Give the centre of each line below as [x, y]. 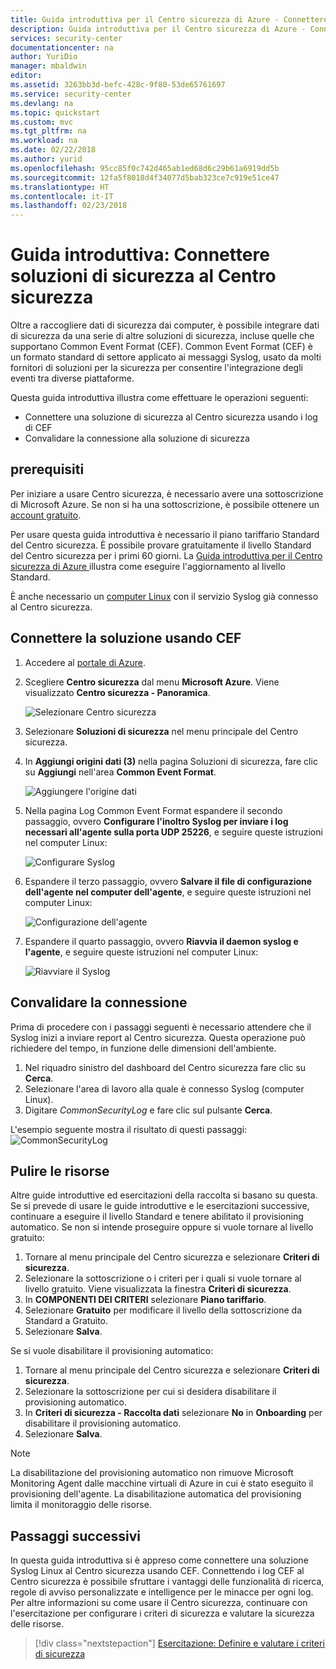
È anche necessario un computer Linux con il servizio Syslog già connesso [164, 596]
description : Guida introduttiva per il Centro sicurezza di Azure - [158, 29]
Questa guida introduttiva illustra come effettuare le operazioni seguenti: [159, 398]
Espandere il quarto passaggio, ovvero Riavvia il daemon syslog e [161, 941]
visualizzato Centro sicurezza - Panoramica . [117, 692]
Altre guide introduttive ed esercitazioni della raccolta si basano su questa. [164, 1195]
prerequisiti [47, 469]
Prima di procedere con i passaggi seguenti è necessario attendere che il [161, 1027]
